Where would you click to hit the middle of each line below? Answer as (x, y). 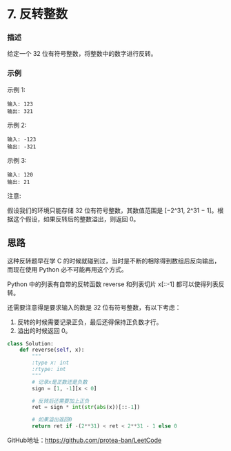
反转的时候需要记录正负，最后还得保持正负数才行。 (90, 322)
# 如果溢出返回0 (52, 420)
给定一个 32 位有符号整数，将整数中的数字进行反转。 (82, 54)
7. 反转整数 (37, 14)
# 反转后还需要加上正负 (61, 401)
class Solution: (30, 343)
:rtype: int (49, 370)
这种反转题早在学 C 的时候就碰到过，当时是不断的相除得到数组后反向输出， (114, 261)
